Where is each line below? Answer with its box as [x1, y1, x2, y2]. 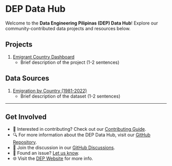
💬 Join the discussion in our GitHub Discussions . [12, 145, 115, 151]
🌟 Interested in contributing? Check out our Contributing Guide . [12, 126, 146, 132]
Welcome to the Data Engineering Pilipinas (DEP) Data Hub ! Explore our [5, 20, 158, 26]
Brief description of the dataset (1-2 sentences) [20, 93, 120, 99]
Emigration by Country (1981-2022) [12, 87, 87, 93]
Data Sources [5, 74, 50, 83]
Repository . [12, 139, 37, 146]
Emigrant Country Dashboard [12, 54, 75, 60]
